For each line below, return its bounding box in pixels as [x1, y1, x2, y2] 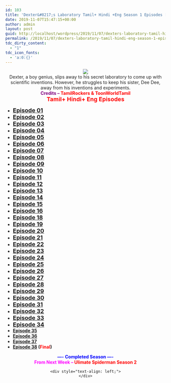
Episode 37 [12, 339, 37, 345]
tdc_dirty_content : [5, 41, 47, 46]
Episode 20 [12, 227, 44, 235]
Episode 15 [12, 200, 43, 208]
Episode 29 [12, 288, 44, 295]
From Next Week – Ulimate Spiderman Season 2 [34, 359, 137, 365]
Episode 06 [12, 140, 45, 148]
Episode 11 [12, 174, 42, 181]
